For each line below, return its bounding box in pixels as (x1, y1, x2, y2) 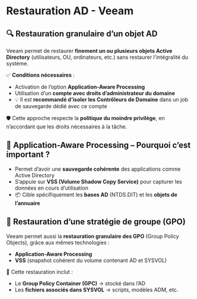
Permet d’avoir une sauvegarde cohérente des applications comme (14, 165, 181, 172)
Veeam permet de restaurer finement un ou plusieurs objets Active (6, 48, 173, 54)
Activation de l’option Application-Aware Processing (14, 83, 145, 90)
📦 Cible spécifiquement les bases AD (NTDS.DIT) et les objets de (14, 191, 178, 198)
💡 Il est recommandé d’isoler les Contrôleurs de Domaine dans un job (14, 96, 189, 103)
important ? (6, 150, 50, 160)
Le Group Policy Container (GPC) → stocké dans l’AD (14, 279, 146, 287)
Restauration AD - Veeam (6, 4, 134, 18)
